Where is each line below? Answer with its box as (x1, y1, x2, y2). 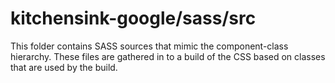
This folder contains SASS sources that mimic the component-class (10, 40, 289, 52)
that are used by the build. (10, 61, 118, 73)
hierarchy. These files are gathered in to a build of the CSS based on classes (10, 50, 326, 62)
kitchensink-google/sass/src (10, 7, 257, 30)
